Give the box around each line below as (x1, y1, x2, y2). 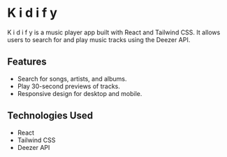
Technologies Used (7, 110, 93, 122)
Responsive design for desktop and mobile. (17, 89, 142, 97)
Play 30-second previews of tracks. (17, 82, 121, 90)
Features (7, 56, 47, 68)
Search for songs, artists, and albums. (17, 74, 127, 83)
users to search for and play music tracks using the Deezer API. (7, 35, 191, 43)
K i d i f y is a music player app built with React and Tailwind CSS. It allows (7, 28, 221, 36)
